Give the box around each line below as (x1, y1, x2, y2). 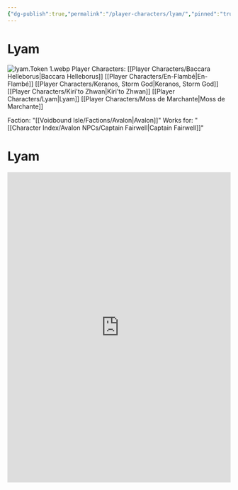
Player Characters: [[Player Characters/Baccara (72, 65, 211, 73)
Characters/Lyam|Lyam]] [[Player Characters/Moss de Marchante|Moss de (7, 94, 225, 103)
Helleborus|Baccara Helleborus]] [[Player (7, 72, 127, 80)
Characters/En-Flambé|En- (128, 72, 208, 80)
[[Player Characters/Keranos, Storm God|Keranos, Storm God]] (35, 79, 219, 88)
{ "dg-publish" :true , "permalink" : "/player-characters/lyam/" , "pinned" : (7, 10, 220, 18)
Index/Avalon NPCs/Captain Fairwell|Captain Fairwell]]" (42, 123, 204, 132)
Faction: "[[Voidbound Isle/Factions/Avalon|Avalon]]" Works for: (7, 116, 193, 124)
